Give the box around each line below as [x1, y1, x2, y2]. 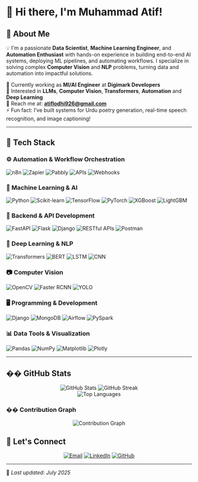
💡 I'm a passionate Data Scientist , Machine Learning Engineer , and [6, 44, 172, 51]
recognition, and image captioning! [6, 115, 91, 122]
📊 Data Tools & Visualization [6, 329, 90, 338]
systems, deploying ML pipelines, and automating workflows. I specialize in [6, 57, 189, 64]
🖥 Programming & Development [6, 299, 98, 307]
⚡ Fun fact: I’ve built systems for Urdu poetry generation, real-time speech [6, 107, 187, 114]
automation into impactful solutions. [6, 70, 93, 77]
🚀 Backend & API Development [6, 212, 95, 220]
